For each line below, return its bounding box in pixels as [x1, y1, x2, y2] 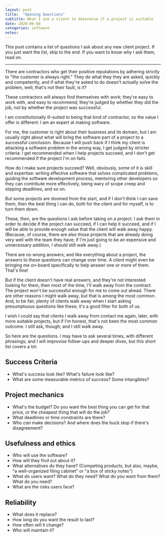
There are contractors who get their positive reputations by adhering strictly [5, 69, 160, 74]
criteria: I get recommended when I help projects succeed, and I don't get [5, 150, 155, 156]
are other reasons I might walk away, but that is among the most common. [5, 293, 156, 299]
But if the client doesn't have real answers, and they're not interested [5, 277, 146, 283]
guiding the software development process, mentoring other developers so [5, 175, 158, 181]
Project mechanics [5, 391, 64, 399]
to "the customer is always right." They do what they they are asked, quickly [5, 74, 160, 80]
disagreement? [12, 425, 43, 431]
